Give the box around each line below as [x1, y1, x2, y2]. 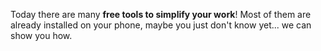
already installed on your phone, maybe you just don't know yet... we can [10, 19, 312, 31]
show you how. [10, 30, 73, 41]
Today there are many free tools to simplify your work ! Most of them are [10, 9, 312, 20]
